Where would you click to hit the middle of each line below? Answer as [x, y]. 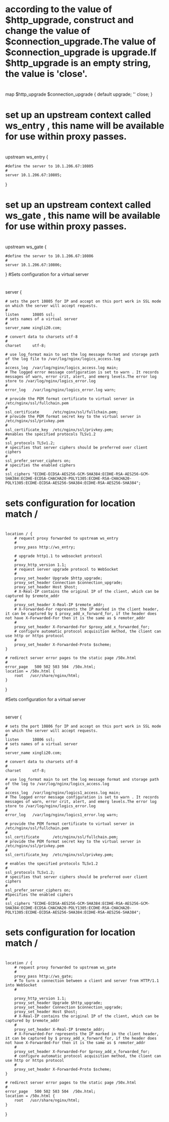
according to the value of [59, 9]
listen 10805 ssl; [30, 315]
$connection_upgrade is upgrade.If [81, 52]
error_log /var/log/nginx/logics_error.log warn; [61, 390]
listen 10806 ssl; [30, 739]
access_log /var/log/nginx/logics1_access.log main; [63, 793]
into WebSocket [21, 985]
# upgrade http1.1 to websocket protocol [58, 556]
